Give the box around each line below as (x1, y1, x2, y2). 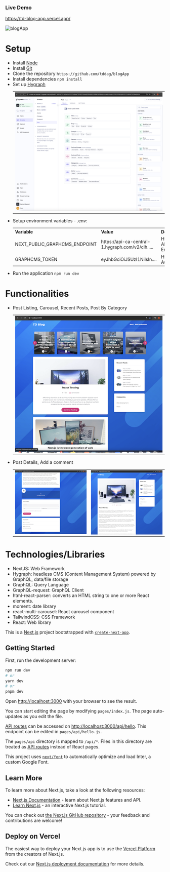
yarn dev (5, 678, 24, 684)
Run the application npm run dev (12, 270, 79, 276)
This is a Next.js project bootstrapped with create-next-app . (5, 629, 131, 635)
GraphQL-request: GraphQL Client (12, 587, 84, 593)
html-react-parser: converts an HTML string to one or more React (12, 592, 149, 599)
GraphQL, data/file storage (12, 576, 68, 582)
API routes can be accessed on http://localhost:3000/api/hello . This (5, 723, 147, 729)
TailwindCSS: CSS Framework (12, 614, 75, 620)
